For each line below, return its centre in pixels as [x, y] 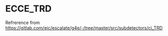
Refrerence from [22, 22]
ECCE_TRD [29, 9]
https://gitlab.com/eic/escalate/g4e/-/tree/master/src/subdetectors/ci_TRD [84, 27]
